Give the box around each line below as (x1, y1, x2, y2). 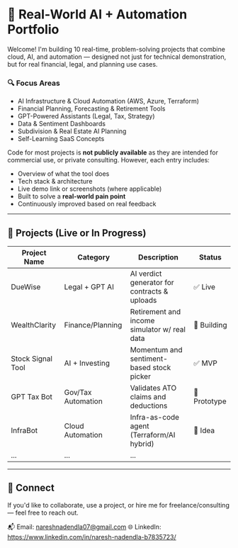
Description (137, 252, 179, 262)
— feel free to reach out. (7, 508, 79, 517)
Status (199, 252, 222, 262)
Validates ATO (130, 383, 177, 393)
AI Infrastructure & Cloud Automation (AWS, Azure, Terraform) (17, 97, 200, 106)
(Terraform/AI (130, 430, 176, 440)
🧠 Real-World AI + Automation (7, 6, 188, 23)
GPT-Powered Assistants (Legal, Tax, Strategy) (17, 112, 155, 121)
